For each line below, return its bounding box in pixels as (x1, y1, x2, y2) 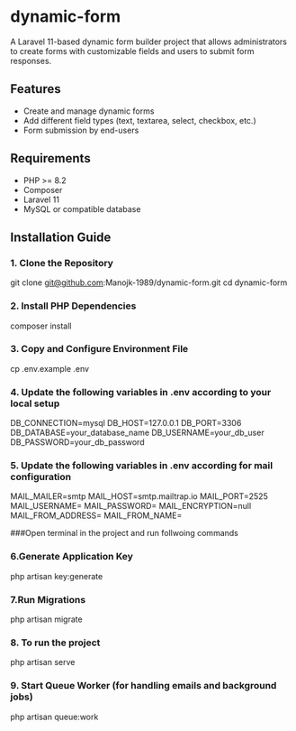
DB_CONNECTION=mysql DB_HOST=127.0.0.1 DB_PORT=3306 (10, 418, 242, 429)
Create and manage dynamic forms (22, 106, 155, 116)
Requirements (10, 151, 91, 166)
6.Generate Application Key (10, 551, 134, 563)
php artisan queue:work (10, 711, 99, 722)
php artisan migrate (10, 614, 84, 625)
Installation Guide (10, 229, 112, 245)
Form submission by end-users (22, 125, 139, 135)
